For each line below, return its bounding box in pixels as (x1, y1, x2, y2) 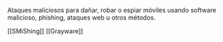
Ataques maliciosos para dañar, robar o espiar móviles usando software (7, 6, 217, 14)
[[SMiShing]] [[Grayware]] (7, 27, 84, 35)
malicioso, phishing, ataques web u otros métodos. (7, 13, 156, 22)
